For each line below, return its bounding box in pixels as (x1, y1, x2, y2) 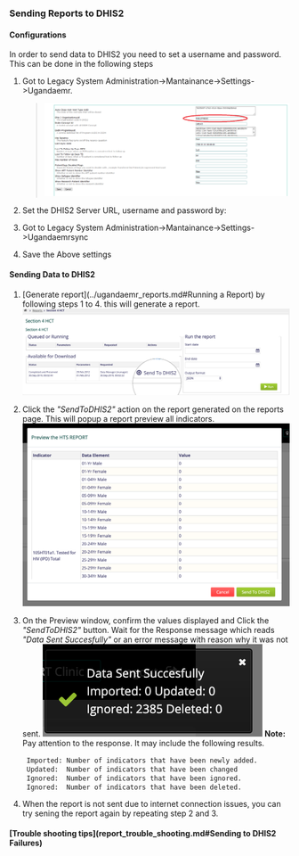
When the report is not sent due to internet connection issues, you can (21, 798, 282, 809)
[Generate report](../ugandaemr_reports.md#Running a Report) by (21, 289, 265, 300)
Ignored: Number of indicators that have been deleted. (26, 783, 242, 792)
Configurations (9, 29, 67, 40)
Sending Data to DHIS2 (9, 269, 95, 280)
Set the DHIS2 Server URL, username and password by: (21, 204, 227, 216)
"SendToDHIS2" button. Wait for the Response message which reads (21, 624, 275, 635)
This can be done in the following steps (9, 59, 154, 70)
